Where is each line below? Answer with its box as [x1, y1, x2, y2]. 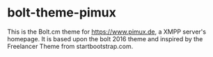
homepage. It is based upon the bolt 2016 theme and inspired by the [7, 34, 203, 43]
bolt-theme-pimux [7, 5, 116, 21]
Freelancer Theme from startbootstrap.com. [7, 42, 134, 50]
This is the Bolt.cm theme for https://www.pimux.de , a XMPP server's [7, 27, 207, 36]
